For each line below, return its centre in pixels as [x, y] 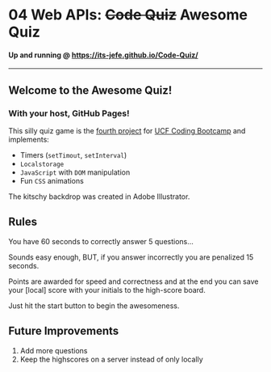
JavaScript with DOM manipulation [75, 172]
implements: [29, 140]
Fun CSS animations [52, 181]
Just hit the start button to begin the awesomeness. [94, 306]
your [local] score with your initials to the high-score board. [107, 290]
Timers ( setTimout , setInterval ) [73, 155]
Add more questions [54, 350]
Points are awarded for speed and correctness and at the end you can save [133, 281]
